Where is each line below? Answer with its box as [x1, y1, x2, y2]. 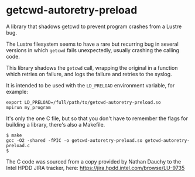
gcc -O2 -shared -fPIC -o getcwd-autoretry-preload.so [6, 137, 143, 144]
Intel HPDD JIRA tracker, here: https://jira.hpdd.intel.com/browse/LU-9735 [6, 164, 185, 171]
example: [6, 88, 28, 95]
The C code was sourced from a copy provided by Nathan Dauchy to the [6, 158, 182, 165]
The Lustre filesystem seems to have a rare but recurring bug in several [6, 40, 179, 47]
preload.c [6, 142, 30, 148]
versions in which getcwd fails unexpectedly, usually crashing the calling [6, 46, 180, 53]
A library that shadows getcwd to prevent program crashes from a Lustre [6, 23, 182, 30]
